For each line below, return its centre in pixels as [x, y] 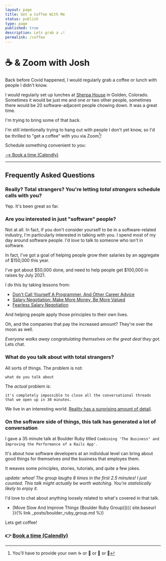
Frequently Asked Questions [50, 175]
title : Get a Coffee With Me [35, 14]
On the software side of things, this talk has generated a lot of [81, 421]
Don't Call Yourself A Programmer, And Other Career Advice [73, 295]
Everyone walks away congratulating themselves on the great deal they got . [83, 339]
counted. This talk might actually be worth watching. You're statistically [78, 483]
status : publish [22, 19]
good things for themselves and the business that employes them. [72, 459]
